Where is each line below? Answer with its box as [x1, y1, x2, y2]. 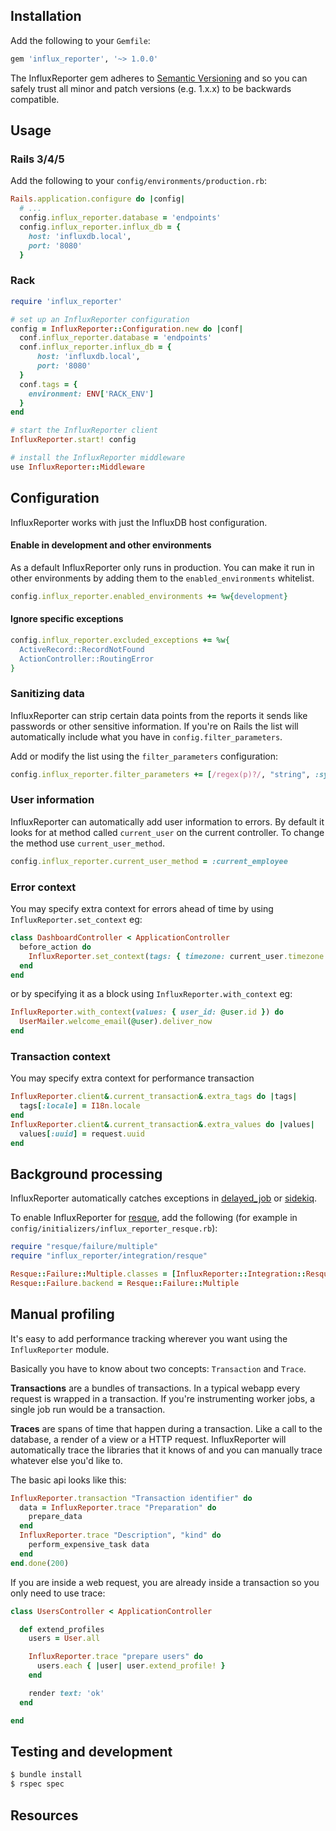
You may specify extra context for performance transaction [10, 1072, 255, 1084]
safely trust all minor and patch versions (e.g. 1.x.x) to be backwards [10, 82, 292, 94]
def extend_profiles [19, 1624, 105, 1634]
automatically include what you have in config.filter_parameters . [10, 730, 283, 743]
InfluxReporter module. [10, 1343, 110, 1355]
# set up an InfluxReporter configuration [10, 314, 190, 324]
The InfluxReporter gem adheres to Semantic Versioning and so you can [10, 72, 308, 84]
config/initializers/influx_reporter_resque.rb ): [10, 1222, 218, 1234]
